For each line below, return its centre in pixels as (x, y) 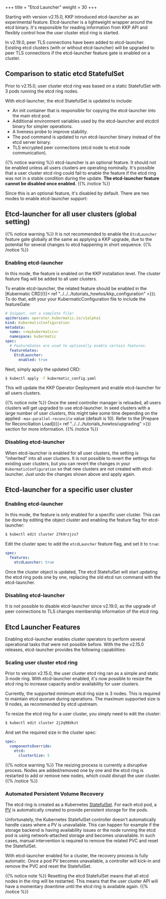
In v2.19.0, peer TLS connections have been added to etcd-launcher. (75, 42)
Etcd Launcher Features (43, 627)
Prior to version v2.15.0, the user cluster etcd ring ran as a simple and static (82, 674)
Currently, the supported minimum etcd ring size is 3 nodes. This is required (83, 693)
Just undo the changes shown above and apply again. (80, 474)
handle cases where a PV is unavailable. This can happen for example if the (82, 825)
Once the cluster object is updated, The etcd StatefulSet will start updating (81, 571)
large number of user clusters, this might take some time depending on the (81, 413)
